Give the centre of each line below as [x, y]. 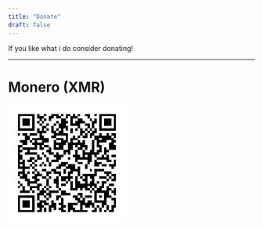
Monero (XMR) [57, 87]
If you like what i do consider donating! [71, 48]
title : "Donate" [34, 16]
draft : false [29, 25]
